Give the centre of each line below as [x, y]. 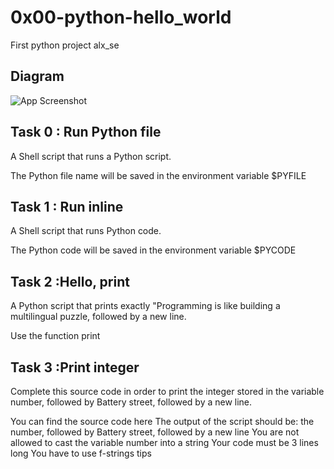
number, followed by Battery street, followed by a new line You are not [155, 432]
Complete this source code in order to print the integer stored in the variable [167, 391]
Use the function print [55, 336]
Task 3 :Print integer [75, 367]
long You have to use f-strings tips [81, 453]
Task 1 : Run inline [67, 206]
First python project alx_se [65, 45]
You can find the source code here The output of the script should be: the [162, 421]
